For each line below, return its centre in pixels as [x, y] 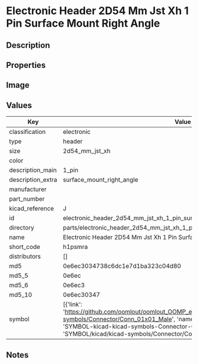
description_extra [33, 180]
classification [27, 132]
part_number [27, 199]
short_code [25, 247]
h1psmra [75, 247]
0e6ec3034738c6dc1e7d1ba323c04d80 [122, 266]
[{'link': [72, 304]
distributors [25, 257]
